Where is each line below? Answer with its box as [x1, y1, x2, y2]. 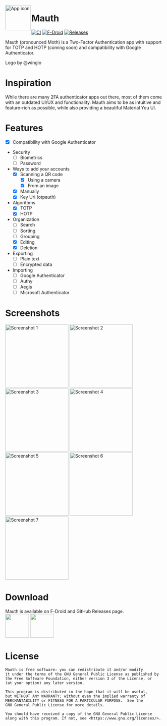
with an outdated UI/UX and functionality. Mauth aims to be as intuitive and [5, 99, 161, 105]
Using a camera [27, 177, 61, 183]
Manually [20, 188, 39, 194]
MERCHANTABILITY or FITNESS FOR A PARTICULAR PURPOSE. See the [5, 698, 143, 703]
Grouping [20, 233, 40, 239]
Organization [12, 216, 39, 222]
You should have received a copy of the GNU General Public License [5, 711, 152, 716]
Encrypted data [20, 261, 52, 267]
